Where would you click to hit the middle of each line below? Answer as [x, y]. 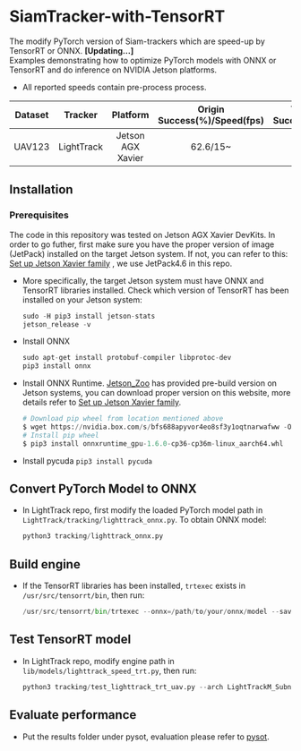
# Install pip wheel [60, 435]
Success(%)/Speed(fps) [211, 120]
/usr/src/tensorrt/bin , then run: [83, 595]
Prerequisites [39, 215]
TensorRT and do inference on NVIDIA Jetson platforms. [113, 70]
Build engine [45, 564]
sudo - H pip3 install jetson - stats [89, 316]
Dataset [32, 115]
